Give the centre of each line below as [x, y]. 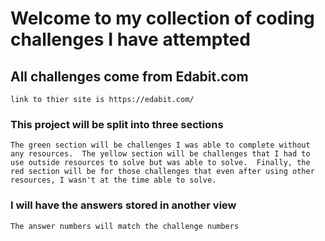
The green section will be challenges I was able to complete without [160, 145]
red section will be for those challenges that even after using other [162, 172]
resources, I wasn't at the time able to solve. [113, 180]
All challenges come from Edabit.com [129, 76]
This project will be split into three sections [117, 124]
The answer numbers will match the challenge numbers [125, 226]
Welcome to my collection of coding [162, 18]
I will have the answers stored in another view [123, 205]
